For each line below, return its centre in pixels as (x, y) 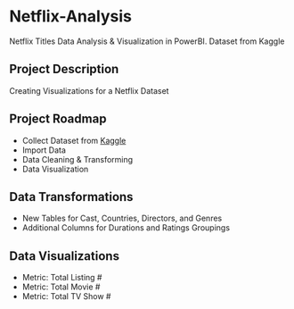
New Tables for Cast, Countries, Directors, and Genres (122, 218)
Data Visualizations (65, 256)
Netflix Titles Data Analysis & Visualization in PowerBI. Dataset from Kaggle (147, 41)
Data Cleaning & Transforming (78, 159)
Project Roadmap (58, 119)
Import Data (44, 150)
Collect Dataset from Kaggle (74, 140)
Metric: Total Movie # (61, 287)
